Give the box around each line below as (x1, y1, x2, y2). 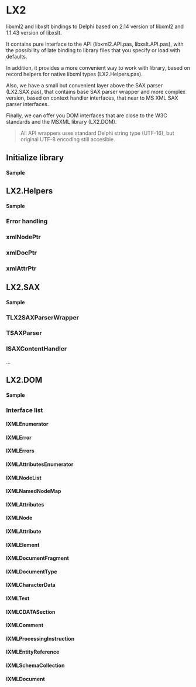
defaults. (6, 53, 27, 60)
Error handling (6, 217, 48, 225)
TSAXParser (6, 329, 42, 337)
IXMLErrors (6, 447, 35, 454)
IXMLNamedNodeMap (6, 488, 61, 495)
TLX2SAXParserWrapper (6, 313, 79, 321)
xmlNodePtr (6, 233, 41, 241)
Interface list (6, 406, 43, 414)
